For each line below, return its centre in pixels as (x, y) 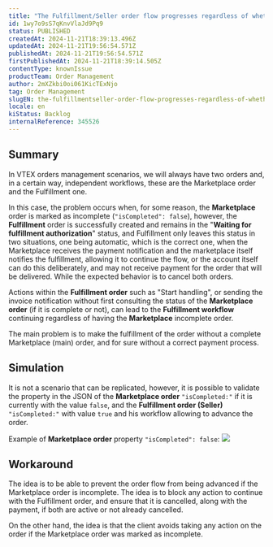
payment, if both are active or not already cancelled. (96, 510)
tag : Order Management (47, 91)
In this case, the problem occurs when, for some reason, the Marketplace (132, 207)
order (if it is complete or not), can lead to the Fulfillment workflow (121, 309)
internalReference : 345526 (54, 122)
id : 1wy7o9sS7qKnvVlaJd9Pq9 (56, 24)
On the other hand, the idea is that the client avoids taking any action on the (135, 526)
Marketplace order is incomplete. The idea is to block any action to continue (136, 493)
